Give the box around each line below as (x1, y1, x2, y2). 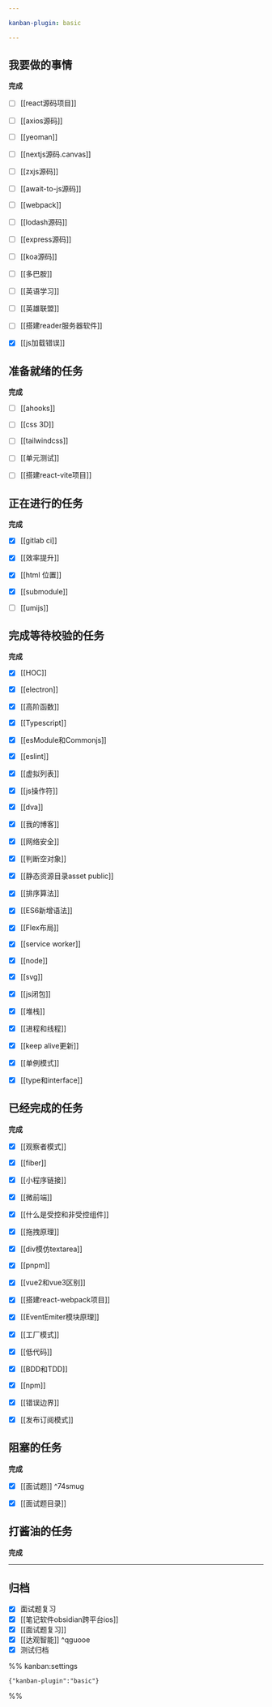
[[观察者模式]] (19, 1141, 67, 1152)
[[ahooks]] (19, 403, 56, 414)
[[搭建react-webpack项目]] (19, 1295, 111, 1305)
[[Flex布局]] (19, 923, 59, 933)
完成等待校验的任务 (8, 629, 104, 643)
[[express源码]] (19, 234, 72, 244)
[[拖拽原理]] (19, 1227, 60, 1237)
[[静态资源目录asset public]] (19, 871, 114, 881)
